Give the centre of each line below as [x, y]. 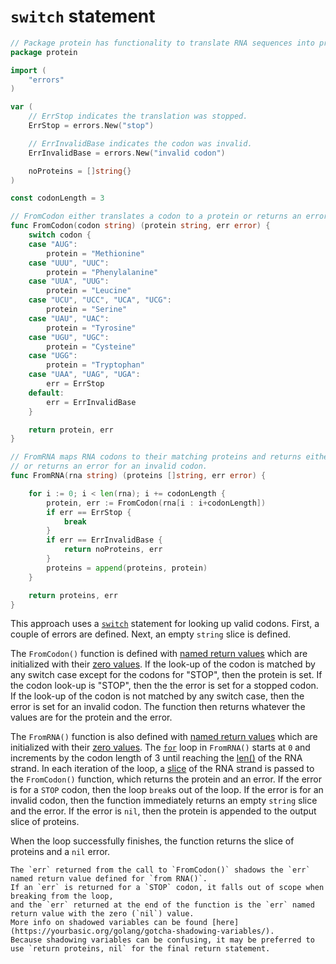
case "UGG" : [53, 356]
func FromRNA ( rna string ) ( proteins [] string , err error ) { [138, 476]
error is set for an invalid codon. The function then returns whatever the [158, 707]
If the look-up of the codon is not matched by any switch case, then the [157, 696]
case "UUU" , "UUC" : [69, 263]
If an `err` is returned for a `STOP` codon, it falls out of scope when [167, 888]
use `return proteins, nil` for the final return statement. [140, 949]
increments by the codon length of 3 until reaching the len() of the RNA [156, 758]
